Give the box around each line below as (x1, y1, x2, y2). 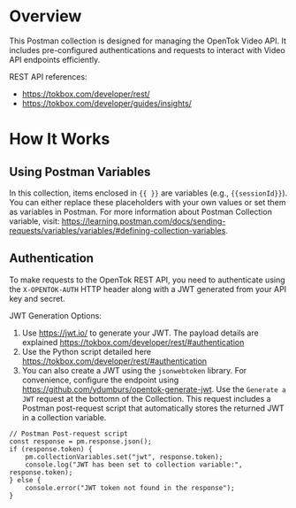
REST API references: (9, 71, 87, 81)
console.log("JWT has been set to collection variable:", (25, 460, 243, 469)
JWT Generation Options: (9, 310, 102, 320)
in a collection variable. (21, 412, 107, 422)
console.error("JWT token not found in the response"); (25, 483, 236, 492)
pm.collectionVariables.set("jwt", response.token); (25, 452, 224, 461)
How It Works (9, 129, 110, 150)
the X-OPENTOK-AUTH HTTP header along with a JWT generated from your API (9, 283, 287, 294)
